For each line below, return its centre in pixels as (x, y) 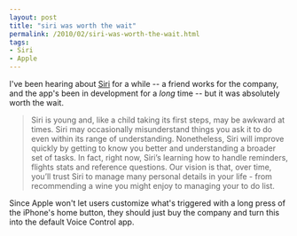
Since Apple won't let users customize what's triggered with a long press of (148, 203)
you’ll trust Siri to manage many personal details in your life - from (152, 177)
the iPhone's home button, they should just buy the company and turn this (145, 212)
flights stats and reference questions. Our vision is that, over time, (151, 167)
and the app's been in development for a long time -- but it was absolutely (145, 93)
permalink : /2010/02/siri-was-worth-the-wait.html (105, 34)
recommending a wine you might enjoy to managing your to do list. (152, 186)
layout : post (33, 17)
